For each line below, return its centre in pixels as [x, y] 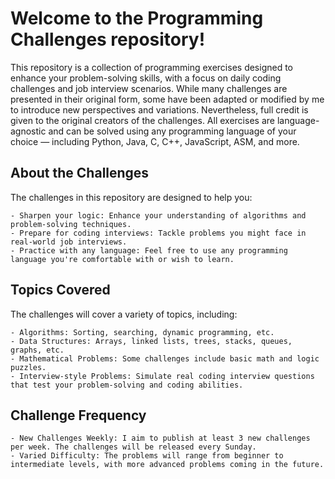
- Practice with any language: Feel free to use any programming [149, 250]
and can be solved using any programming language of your [172, 131]
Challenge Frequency [78, 415]
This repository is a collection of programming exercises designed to [152, 67]
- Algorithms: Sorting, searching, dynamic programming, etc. [142, 332]
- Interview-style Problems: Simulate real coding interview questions [162, 376]
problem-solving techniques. [71, 224]
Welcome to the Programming [137, 18]
